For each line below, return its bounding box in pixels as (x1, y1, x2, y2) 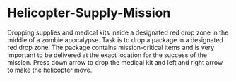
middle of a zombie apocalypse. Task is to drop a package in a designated (7, 35, 224, 44)
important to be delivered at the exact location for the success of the (7, 51, 207, 59)
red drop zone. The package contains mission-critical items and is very (7, 43, 215, 51)
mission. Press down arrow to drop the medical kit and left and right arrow (7, 58, 223, 66)
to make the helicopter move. (7, 66, 93, 74)
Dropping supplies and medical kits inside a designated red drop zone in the (7, 28, 229, 37)
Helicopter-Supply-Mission (7, 5, 171, 21)
